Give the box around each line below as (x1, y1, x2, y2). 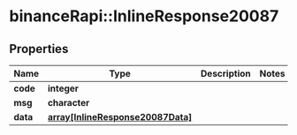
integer (47, 82, 80, 94)
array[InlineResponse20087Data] (47, 111, 193, 123)
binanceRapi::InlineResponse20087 (9, 6, 279, 26)
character (47, 97, 90, 109)
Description (200, 68, 251, 79)
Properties (9, 41, 69, 56)
